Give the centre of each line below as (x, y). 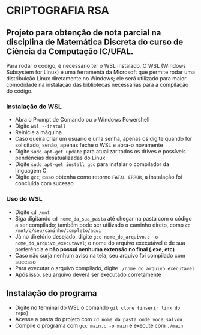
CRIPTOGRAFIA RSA (58, 10)
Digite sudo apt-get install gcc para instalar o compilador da (92, 164)
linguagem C (31, 171)
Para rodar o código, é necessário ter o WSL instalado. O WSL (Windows (96, 66)
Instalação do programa (52, 293)
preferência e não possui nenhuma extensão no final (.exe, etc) (95, 249)
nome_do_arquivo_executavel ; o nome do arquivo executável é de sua (100, 243)
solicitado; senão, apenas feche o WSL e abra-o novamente (89, 145)
